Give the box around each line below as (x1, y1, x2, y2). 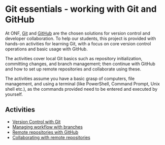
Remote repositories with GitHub (12, 129, 79, 135)
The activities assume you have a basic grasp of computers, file (5, 75, 135, 81)
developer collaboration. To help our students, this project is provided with (5, 36, 156, 41)
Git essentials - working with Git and (5, 3, 157, 15)
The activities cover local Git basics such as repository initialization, (5, 55, 143, 61)
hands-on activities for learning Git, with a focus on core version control (5, 40, 151, 46)
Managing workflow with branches (12, 124, 83, 130)
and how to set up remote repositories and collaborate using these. (5, 66, 141, 72)
